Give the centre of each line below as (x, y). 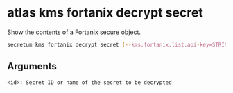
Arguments (32, 66)
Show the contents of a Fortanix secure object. (74, 32)
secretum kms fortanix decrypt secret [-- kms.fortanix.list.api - (103, 44)
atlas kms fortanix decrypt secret (105, 13)
